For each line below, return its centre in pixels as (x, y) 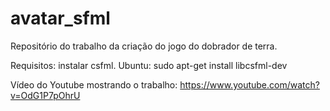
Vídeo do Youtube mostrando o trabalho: (94, 84)
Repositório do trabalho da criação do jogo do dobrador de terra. (144, 46)
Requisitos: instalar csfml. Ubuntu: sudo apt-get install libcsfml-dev (149, 65)
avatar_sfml (60, 18)
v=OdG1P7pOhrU (45, 95)
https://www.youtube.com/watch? (249, 84)
